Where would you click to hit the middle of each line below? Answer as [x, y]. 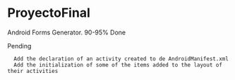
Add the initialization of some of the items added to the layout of [118, 65]
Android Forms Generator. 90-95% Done [66, 32]
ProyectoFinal [49, 13]
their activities [33, 71]
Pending [19, 46]
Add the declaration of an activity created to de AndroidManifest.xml [121, 59]
